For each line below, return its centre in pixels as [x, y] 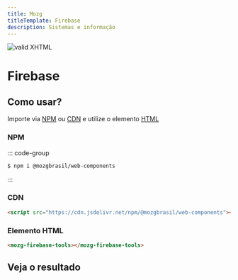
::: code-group [28, 152]
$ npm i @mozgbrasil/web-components [61, 166]
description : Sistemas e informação [61, 27]
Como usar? [35, 102]
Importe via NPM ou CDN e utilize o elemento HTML [83, 119]
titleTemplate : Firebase [44, 21]
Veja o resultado [44, 268]
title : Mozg [25, 14]
